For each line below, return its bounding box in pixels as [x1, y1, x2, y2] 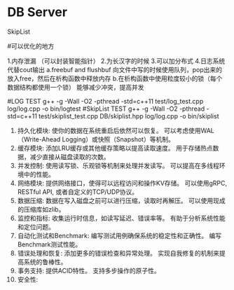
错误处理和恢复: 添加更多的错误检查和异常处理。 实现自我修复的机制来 [17, 249, 219, 257]
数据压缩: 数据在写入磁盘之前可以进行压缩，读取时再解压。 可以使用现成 [17, 196, 226, 205]
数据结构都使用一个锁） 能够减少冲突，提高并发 [7, 83, 144, 91]
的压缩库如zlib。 [17, 205, 65, 214]
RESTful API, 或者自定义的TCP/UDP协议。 [17, 187, 139, 196]
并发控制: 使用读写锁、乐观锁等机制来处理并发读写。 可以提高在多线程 [17, 161, 219, 170]
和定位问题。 [17, 222, 55, 231]
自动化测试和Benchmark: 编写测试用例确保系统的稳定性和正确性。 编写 [17, 231, 222, 240]
